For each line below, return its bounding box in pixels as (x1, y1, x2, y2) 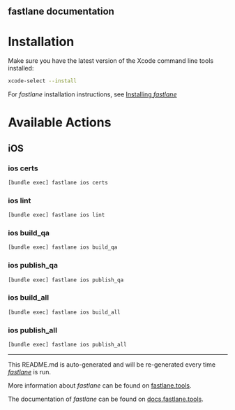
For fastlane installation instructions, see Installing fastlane (8, 90, 177, 98)
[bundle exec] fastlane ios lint (8, 212, 105, 219)
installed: (8, 64, 34, 73)
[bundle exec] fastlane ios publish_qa (8, 276, 124, 284)
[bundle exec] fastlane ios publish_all (8, 341, 128, 348)
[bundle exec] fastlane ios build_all (8, 309, 121, 316)
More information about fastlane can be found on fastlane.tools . (8, 381, 192, 390)
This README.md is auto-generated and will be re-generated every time (8, 360, 215, 369)
